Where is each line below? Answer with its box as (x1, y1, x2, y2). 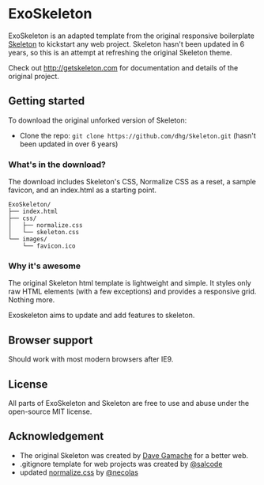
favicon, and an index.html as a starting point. (8, 185, 157, 195)
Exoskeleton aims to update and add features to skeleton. (8, 310, 195, 320)
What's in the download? (8, 159, 107, 170)
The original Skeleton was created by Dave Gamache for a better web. (19, 450, 249, 460)
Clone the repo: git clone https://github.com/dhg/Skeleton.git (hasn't (19, 131, 257, 140)
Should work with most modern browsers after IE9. (8, 354, 174, 364)
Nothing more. (8, 295, 55, 305)
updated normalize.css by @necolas (19, 468, 138, 477)
